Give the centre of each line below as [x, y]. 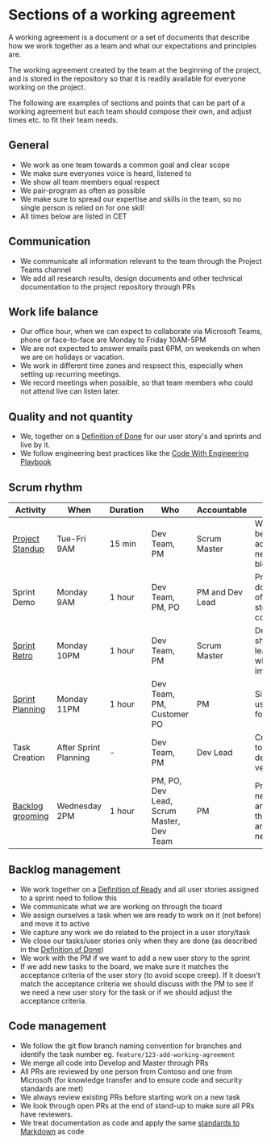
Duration [126, 510]
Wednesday [79, 806]
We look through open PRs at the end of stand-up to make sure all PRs [137, 1105]
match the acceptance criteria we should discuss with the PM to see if [137, 983]
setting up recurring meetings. [70, 374]
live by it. [35, 445]
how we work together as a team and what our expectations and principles [132, 45]
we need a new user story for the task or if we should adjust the [126, 992]
